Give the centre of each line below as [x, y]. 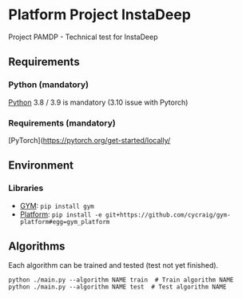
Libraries [26, 188]
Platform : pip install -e [61, 214]
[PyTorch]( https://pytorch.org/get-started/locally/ [89, 140]
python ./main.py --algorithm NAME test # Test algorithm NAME [117, 287]
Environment [41, 165]
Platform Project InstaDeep [100, 15]
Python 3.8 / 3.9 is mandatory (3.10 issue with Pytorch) [98, 102]
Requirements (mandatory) [62, 123]
